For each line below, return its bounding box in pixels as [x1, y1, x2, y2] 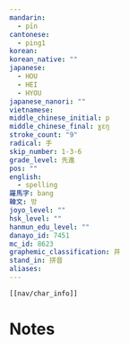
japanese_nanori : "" [9, 96, 87, 106]
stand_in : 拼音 [9, 256, 64, 266]
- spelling [17, 181, 58, 190]
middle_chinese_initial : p [9, 113, 110, 122]
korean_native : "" [9, 55, 78, 64]
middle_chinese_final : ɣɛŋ [9, 122, 110, 131]
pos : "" [9, 164, 39, 173]
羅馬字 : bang [9, 189, 54, 198]
